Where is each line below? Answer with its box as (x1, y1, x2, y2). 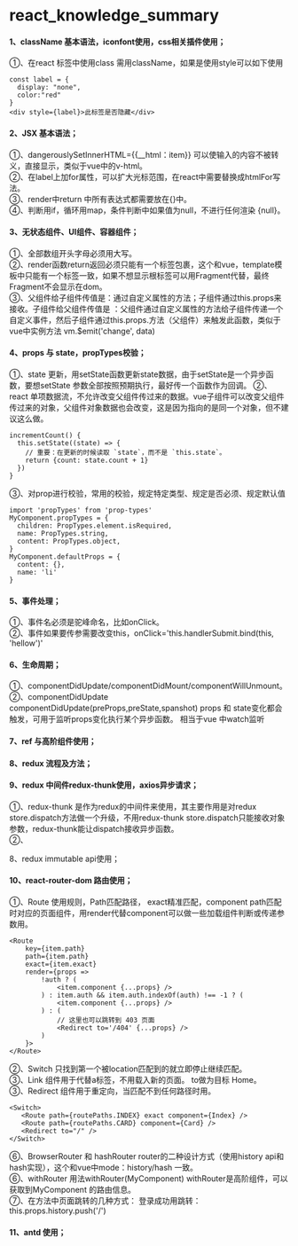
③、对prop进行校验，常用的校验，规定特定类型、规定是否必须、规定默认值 (9, 489, 286, 498)
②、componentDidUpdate (9, 692, 109, 702)
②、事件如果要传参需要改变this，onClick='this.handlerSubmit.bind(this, (9, 628, 275, 639)
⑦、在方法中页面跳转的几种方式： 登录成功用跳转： (9, 1195, 201, 1206)
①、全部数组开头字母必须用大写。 (9, 247, 137, 258)
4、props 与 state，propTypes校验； (9, 348, 146, 358)
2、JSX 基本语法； (9, 128, 78, 138)
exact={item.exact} (25, 960, 98, 968)
